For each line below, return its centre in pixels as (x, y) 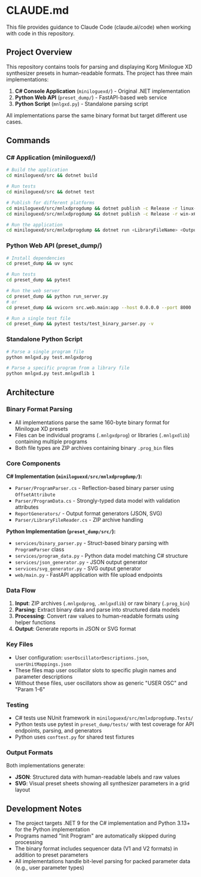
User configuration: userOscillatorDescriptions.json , (82, 657)
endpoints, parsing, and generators (58, 731)
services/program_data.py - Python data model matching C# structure (101, 556)
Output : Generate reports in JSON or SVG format (75, 629)
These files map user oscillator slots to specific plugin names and (95, 670)
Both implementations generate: (46, 766)
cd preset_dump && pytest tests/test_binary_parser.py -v (80, 324)
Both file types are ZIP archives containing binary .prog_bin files (94, 447)
